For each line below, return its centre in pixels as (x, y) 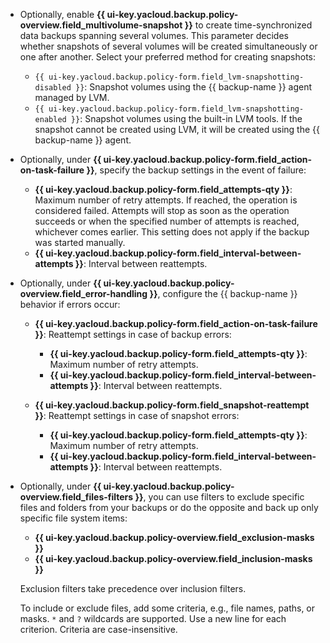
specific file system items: (73, 518)
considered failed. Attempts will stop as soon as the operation (162, 210)
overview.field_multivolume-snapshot (101, 25)
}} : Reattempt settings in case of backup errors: (133, 334)
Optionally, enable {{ (62, 14)
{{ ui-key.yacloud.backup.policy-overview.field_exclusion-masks (174, 537)
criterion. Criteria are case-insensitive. (98, 629)
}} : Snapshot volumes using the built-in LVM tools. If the (186, 118)
